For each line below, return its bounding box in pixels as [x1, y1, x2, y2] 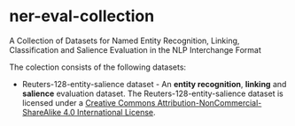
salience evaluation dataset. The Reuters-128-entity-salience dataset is [21, 88, 283, 99]
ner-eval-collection [9, 6, 155, 26]
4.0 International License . [63, 107, 156, 117]
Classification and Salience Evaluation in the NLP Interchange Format [9, 44, 261, 55]
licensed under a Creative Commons [21, 97, 156, 107]
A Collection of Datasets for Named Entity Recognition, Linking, [9, 35, 240, 46]
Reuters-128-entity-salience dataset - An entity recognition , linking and [21, 78, 287, 89]
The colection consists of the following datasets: [9, 62, 187, 72]
